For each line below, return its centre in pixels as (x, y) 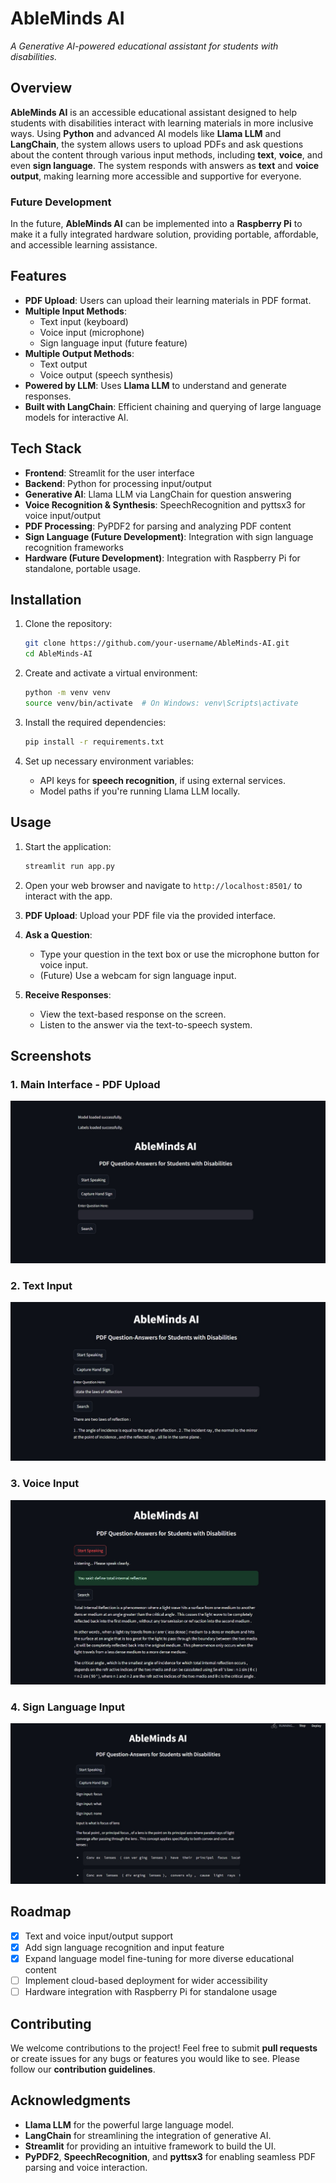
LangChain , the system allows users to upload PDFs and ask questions (157, 144)
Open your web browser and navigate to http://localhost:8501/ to (163, 885)
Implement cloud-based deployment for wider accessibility (146, 1980)
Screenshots (51, 1055)
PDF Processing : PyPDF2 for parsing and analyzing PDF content (158, 526)
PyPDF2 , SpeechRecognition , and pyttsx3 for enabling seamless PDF (170, 2156)
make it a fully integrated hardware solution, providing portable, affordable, (164, 234)
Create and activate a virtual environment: (111, 673)
